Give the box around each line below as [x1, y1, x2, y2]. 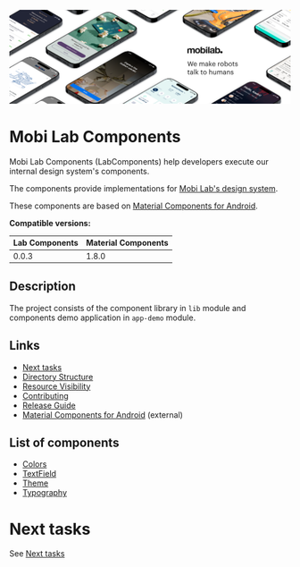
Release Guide [21, 400, 76, 410]
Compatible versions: [9, 217, 91, 228]
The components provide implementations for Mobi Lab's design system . [9, 182, 279, 193]
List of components [9, 436, 120, 451]
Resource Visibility [21, 381, 91, 392]
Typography [21, 487, 68, 498]
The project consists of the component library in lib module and [9, 302, 246, 313]
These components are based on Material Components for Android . [9, 200, 259, 211]
